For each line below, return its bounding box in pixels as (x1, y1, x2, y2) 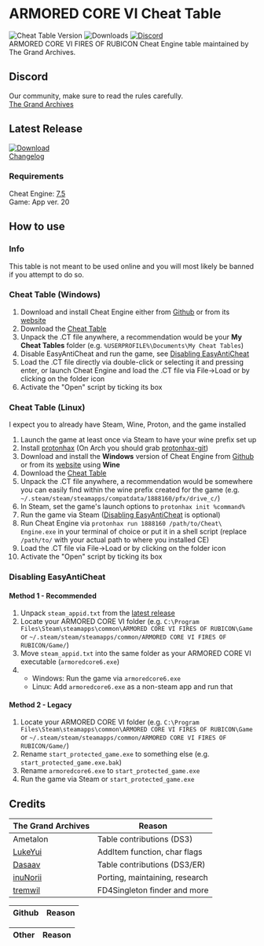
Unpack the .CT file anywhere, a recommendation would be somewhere (20, 477, 254, 486)
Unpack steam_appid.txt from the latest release (20, 608, 175, 618)
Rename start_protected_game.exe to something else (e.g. (20, 750, 210, 759)
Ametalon (13, 834, 49, 845)
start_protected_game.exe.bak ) (20, 757, 123, 767)
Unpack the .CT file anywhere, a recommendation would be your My (20, 332, 243, 342)
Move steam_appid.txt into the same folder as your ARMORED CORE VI (20, 649, 251, 658)
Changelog (9, 151, 45, 161)
